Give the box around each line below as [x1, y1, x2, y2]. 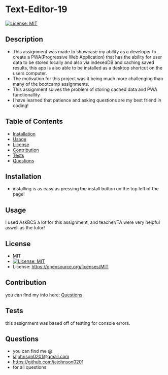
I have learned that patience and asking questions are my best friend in [12, 97, 161, 103]
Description [5, 35, 43, 44]
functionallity [12, 91, 40, 97]
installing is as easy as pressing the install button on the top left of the [12, 186, 159, 192]
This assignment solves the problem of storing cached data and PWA [12, 86, 157, 92]
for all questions [12, 364, 47, 370]
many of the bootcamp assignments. [12, 81, 90, 87]
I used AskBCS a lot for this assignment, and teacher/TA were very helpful [5, 219, 160, 225]
